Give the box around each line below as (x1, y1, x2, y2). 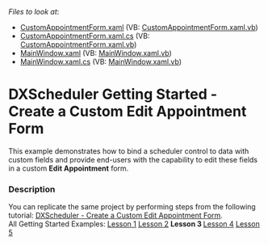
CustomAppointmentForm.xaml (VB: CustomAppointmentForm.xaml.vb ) (19, 23, 258, 32)
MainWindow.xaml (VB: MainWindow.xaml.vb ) (19, 49, 172, 57)
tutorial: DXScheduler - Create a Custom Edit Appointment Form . (8, 210, 224, 221)
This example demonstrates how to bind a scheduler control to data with (8, 146, 249, 156)
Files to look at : (8, 7, 60, 16)
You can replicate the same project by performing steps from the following (8, 202, 256, 212)
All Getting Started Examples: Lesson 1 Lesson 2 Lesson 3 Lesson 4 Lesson (8, 219, 261, 229)
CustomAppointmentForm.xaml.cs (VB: (19, 32, 150, 40)
